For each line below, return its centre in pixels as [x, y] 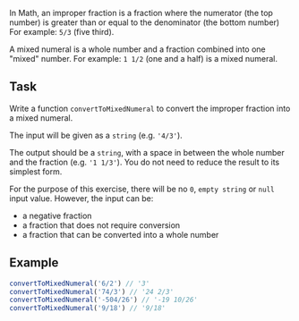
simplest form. [36, 171]
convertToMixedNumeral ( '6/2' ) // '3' [80, 283]
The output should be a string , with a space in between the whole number [147, 152]
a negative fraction [57, 215]
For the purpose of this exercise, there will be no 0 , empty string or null [142, 189]
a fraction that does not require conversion [101, 225]
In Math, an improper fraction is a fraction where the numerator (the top [141, 13]
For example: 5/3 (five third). [62, 32]
